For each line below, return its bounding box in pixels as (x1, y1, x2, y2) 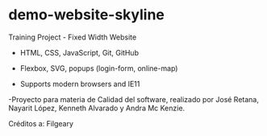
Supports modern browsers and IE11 (19, 79, 140, 89)
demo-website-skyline (8, 6, 165, 24)
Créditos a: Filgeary (8, 118, 74, 128)
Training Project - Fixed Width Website (8, 32, 137, 42)
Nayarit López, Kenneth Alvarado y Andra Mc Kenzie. (8, 103, 186, 113)
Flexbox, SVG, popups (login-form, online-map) (19, 63, 178, 73)
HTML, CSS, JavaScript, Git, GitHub (19, 47, 140, 57)
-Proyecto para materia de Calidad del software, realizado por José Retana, (8, 94, 260, 104)
